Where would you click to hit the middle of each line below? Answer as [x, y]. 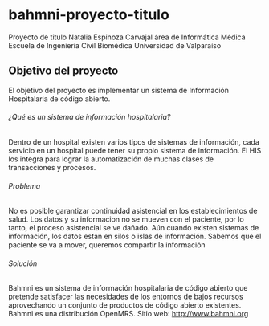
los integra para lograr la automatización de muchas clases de [111, 159]
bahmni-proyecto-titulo [89, 15]
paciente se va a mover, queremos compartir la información [107, 245]
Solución [23, 263]
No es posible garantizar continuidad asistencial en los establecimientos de [133, 211]
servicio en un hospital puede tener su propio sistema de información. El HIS [135, 150]
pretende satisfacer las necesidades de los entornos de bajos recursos [126, 297]
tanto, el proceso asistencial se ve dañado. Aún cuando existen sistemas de [134, 228]
